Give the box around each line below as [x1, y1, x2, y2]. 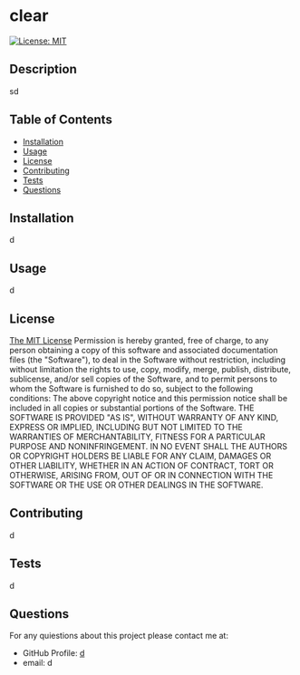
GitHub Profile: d [22, 648, 85, 659]
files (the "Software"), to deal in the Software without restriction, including [9, 354, 286, 365]
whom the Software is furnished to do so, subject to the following [9, 383, 254, 394]
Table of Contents [9, 112, 113, 128]
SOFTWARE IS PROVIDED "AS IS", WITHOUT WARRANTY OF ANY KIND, [9, 412, 279, 422]
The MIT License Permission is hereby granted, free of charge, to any [9, 335, 269, 345]
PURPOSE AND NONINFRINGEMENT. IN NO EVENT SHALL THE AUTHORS [9, 441, 288, 451]
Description [9, 62, 77, 77]
